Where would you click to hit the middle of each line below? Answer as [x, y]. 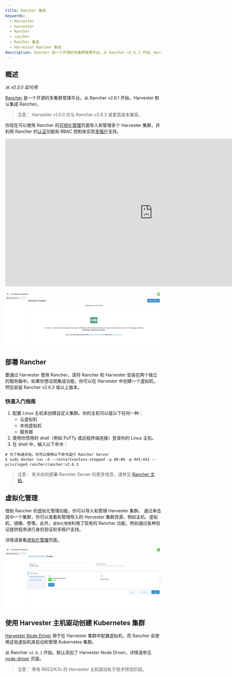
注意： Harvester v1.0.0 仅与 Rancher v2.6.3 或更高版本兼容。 [80, 115]
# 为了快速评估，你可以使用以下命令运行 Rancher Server [57, 455]
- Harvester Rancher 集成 [36, 47]
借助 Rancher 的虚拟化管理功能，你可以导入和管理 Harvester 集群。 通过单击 [83, 511]
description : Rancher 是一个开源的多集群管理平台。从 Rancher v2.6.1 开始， [79, 52]
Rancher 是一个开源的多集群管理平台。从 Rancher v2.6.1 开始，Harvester [79, 98]
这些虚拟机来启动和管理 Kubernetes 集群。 [53, 642]
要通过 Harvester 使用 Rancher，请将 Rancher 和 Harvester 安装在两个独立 [81, 375]
